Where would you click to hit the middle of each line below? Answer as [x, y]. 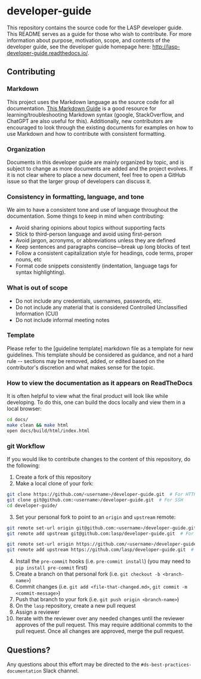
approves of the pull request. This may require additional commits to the [104, 625]
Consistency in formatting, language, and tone [76, 197]
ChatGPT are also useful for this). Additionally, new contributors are [90, 121]
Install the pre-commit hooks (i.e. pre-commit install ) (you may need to [103, 561]
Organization [26, 149]
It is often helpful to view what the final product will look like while [88, 396]
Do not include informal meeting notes [62, 320]
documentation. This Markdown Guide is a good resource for [82, 108]
